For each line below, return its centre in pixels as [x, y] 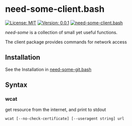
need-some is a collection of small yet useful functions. [61, 32]
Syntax [16, 85]
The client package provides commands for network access [66, 42]
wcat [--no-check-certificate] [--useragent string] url [65, 119]
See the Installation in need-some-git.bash [49, 69]
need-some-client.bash [55, 9]
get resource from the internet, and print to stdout [56, 110]
